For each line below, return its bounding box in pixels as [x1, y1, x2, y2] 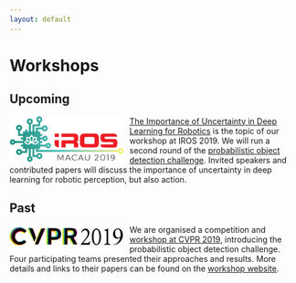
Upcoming [9, 91, 70, 107]
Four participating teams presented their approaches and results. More [9, 254, 277, 265]
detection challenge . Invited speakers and [129, 154, 288, 165]
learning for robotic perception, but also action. [9, 173, 187, 184]
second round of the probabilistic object [129, 144, 280, 155]
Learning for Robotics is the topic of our [129, 125, 280, 136]
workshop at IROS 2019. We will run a [129, 135, 270, 146]
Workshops [9, 55, 100, 76]
